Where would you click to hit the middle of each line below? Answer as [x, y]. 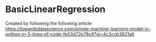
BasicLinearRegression [55, 9]
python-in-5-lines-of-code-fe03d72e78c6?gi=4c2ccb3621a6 [70, 34]
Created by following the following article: [49, 23]
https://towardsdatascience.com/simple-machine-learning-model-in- [78, 28]
